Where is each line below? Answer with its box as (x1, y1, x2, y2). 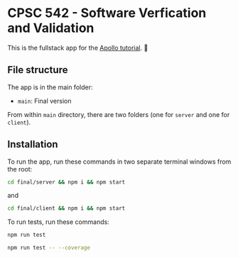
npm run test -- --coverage (7, 245, 91, 252)
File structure (7, 64, 68, 76)
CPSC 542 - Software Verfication (7, 5, 207, 21)
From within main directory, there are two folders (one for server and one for (7, 110, 230, 118)
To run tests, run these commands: (7, 218, 110, 226)
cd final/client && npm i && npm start (7, 205, 126, 212)
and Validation (7, 20, 94, 36)
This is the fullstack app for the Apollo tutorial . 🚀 (7, 43, 148, 52)
